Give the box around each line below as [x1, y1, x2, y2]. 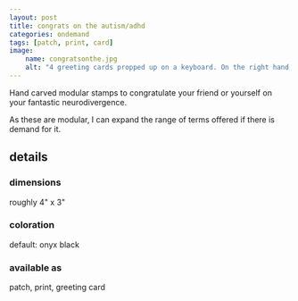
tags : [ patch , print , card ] [9, 38, 114, 47]
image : [9, 46, 34, 55]
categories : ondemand [9, 29, 90, 38]
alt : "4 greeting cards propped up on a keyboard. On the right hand [25, 63, 290, 72]
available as [9, 261, 62, 273]
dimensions [9, 176, 62, 188]
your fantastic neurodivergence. [9, 96, 128, 107]
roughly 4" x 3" [9, 196, 66, 207]
